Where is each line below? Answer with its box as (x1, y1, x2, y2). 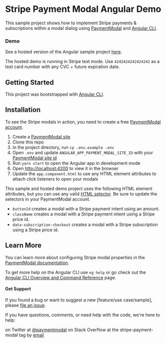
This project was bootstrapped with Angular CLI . (5, 91, 104, 97)
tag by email (19, 332, 44, 338)
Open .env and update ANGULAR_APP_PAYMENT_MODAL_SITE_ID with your (12, 149, 153, 155)
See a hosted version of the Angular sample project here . (5, 49, 122, 55)
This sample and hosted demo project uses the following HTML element (5, 185, 153, 192)
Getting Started (5, 78, 54, 86)
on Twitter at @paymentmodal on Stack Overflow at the (5, 327, 119, 333)
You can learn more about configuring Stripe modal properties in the (5, 254, 145, 260)
